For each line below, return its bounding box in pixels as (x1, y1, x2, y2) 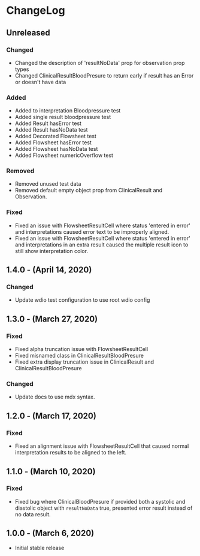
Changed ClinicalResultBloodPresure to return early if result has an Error (14, 72, 194, 79)
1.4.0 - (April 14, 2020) (6, 265, 92, 275)
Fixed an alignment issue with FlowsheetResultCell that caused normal (14, 442, 189, 450)
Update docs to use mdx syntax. (14, 393, 95, 400)
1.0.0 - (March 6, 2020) (6, 528, 95, 539)
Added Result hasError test (14, 120, 82, 127)
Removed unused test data (14, 180, 81, 188)
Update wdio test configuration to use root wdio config (14, 296, 150, 304)
